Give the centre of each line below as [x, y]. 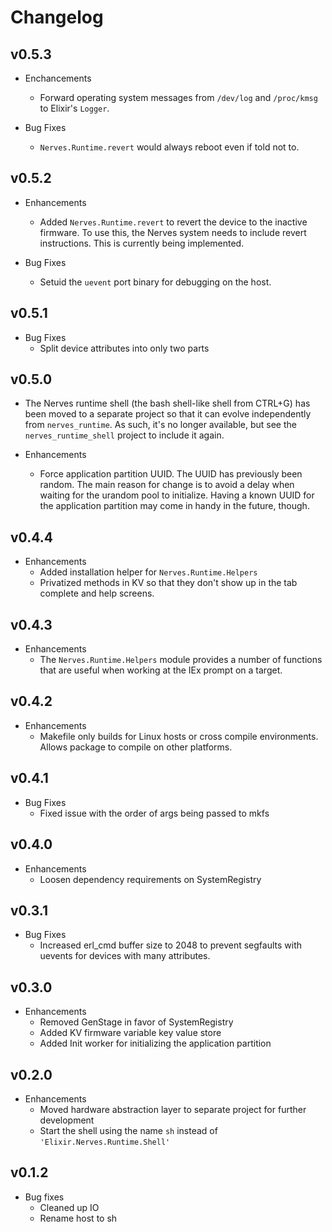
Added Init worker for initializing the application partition [155, 1043]
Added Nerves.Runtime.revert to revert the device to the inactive [173, 222]
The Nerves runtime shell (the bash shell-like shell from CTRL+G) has [167, 403]
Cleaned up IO [69, 1207]
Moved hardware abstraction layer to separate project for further [173, 1109]
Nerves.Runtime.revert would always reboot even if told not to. [169, 147]
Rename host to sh [78, 1218]
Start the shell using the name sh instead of [128, 1130]
